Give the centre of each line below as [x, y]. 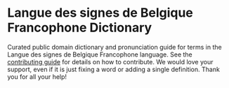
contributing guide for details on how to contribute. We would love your [110, 61]
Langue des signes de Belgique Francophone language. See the [100, 54]
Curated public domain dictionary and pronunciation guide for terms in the [115, 47]
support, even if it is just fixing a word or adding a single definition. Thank [113, 69]
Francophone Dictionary [80, 28]
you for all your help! [37, 76]
